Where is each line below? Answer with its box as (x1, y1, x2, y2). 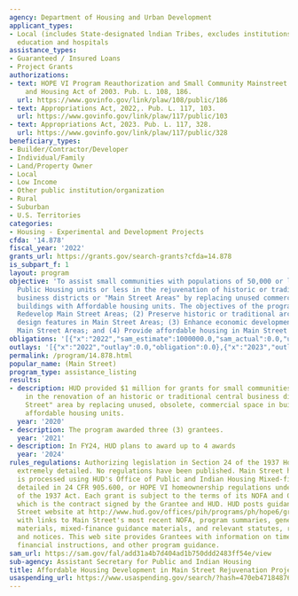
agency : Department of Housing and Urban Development (9, 12, 213, 22)
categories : (9, 219, 53, 228)
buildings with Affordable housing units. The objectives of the (17, 302, 264, 310)
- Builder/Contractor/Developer (9, 145, 129, 153)
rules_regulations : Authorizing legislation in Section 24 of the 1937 (9, 459, 279, 467)
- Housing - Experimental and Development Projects (9, 227, 204, 236)
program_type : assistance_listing (9, 367, 137, 377)
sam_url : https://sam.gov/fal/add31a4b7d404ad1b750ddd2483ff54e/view (9, 549, 272, 558)
